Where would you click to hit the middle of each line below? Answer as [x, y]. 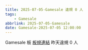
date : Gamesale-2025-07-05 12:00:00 [43, 28]
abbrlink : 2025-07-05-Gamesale [38, 23]
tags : [11, 14]
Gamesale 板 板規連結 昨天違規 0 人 [42, 43]
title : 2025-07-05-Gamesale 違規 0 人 [44, 10]
